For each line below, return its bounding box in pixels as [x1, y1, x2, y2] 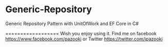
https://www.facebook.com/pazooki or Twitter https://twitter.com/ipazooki [5, 36, 163, 42]
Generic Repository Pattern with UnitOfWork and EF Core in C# [5, 20, 139, 27]
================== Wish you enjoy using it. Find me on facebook [5, 30, 157, 36]
